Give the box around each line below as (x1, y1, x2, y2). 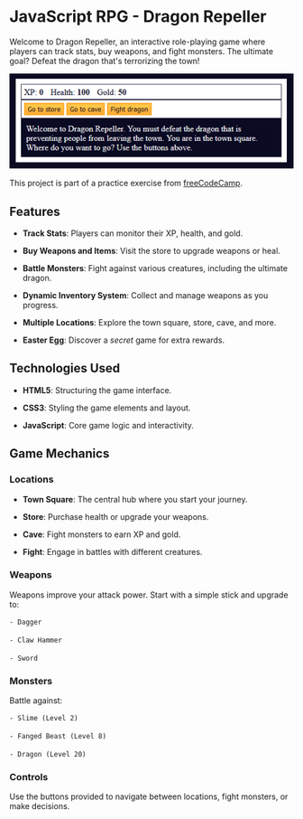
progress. (22, 300, 59, 311)
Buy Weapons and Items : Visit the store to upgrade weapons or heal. (22, 246, 281, 257)
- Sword (9, 654, 39, 663)
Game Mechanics (9, 446, 110, 462)
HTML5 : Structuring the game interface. (22, 384, 172, 395)
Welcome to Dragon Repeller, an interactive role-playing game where (9, 36, 266, 47)
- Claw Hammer (9, 635, 63, 645)
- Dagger (9, 617, 42, 626)
